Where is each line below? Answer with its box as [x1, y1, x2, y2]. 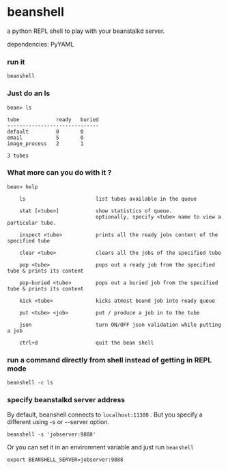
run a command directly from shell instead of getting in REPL [7, 355, 212, 364]
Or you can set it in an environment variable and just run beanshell [7, 443, 195, 452]
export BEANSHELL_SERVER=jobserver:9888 [7, 456, 124, 463]
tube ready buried [7, 116, 99, 123]
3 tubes [7, 152, 29, 159]
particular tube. [7, 219, 57, 226]
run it [7, 57, 25, 66]
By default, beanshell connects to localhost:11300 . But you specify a [7, 410, 203, 419]
